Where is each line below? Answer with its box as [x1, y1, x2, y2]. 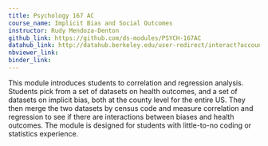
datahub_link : [8, 41, 56, 49]
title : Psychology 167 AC [8, 11, 94, 20]
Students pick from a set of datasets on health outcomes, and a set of [8, 86, 238, 96]
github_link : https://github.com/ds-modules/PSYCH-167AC [8, 34, 202, 42]
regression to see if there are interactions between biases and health [8, 112, 235, 121]
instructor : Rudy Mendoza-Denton [8, 26, 120, 34]
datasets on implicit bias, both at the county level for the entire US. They [8, 95, 246, 105]
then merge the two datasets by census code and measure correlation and [8, 103, 254, 112]
